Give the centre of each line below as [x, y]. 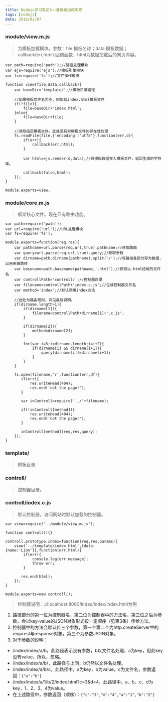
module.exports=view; [28, 190]
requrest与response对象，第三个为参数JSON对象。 [65, 633]
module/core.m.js [28, 203]
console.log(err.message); [60, 559]
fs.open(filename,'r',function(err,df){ [57, 374]
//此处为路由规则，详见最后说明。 [45, 300]
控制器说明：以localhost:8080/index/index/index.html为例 [77, 604]
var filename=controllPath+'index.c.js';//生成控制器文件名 [75, 285]
